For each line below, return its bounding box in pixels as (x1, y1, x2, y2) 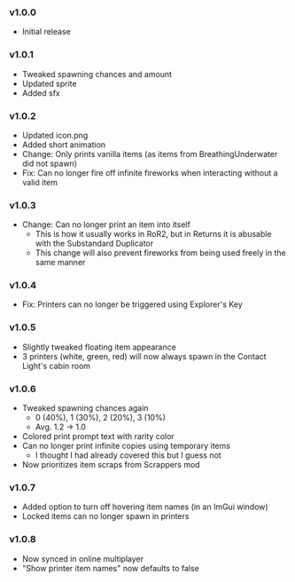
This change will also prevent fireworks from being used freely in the (35, 248, 286, 258)
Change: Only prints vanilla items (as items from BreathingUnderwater (21, 148, 278, 159)
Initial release (21, 27, 71, 37)
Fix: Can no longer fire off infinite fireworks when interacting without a (21, 167, 278, 178)
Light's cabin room (21, 360, 91, 371)
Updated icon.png (21, 130, 89, 140)
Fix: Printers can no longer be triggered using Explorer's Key (21, 299, 244, 310)
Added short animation (21, 139, 106, 150)
